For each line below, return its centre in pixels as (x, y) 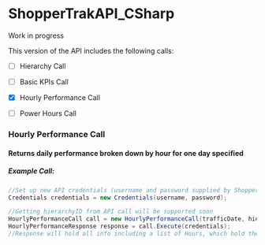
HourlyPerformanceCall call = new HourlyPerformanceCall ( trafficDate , (127, 219)
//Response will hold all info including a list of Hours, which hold (127, 234)
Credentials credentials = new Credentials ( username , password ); (118, 198)
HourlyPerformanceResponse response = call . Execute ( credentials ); (119, 226)
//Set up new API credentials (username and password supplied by (119, 190)
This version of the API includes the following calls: (91, 50)
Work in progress (36, 35)
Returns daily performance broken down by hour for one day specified (126, 153)
